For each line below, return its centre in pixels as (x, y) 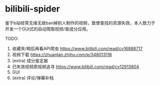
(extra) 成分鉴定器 (30, 60)
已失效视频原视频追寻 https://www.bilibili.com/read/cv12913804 (76, 67)
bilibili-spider (32, 9)
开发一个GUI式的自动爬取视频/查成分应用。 (48, 29)
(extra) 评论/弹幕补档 (33, 78)
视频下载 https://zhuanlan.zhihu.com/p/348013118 (62, 55)
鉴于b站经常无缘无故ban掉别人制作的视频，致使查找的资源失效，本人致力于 (80, 23)
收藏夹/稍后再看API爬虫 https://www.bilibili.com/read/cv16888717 (77, 48)
